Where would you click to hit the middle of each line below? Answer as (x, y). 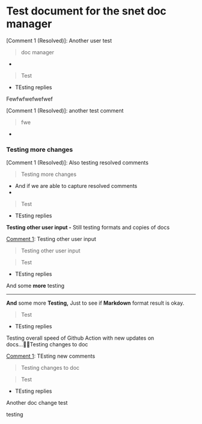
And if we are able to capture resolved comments (76, 186)
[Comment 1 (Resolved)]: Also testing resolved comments (78, 163)
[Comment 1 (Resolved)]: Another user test (59, 40)
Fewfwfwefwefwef (29, 99)
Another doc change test (37, 403)
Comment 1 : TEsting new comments (51, 356)
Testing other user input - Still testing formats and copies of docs (88, 228)
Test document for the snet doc (86, 11)
